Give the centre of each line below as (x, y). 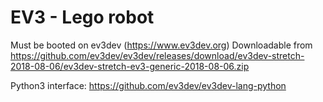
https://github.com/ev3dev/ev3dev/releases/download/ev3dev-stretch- (157, 55)
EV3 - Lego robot (82, 17)
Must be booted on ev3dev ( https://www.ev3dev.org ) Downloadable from (161, 45)
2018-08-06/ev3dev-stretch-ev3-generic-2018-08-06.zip (130, 66)
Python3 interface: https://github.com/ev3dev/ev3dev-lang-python (148, 85)
